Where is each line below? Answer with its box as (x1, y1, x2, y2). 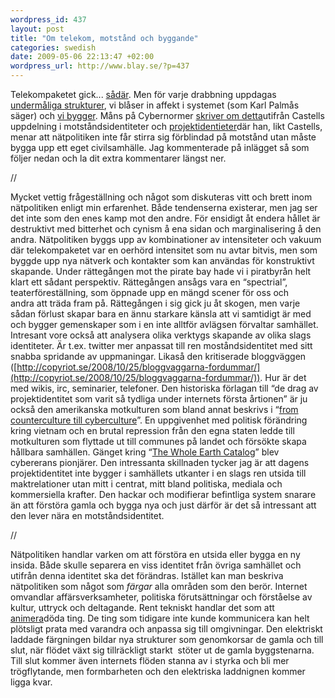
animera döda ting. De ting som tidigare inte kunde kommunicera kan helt (10, 612, 310, 624)
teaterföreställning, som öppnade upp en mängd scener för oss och (10, 287, 290, 298)
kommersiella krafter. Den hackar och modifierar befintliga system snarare (10, 489, 317, 500)
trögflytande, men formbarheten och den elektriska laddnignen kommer (10, 666, 306, 677)
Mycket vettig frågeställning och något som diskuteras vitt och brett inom (10, 191, 313, 203)
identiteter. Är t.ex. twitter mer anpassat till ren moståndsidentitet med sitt (10, 340, 313, 351)
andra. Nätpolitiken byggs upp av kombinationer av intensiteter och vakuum (10, 234, 322, 245)
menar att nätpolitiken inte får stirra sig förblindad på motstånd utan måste (10, 131, 317, 143)
